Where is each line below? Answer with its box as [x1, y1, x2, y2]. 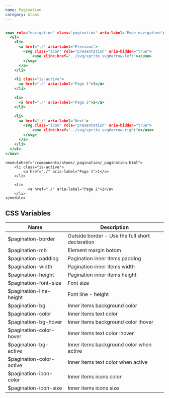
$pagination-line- [8, 288, 51, 295]
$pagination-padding [8, 255, 59, 262]
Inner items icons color [67, 373, 122, 380]
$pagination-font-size [8, 280, 62, 287]
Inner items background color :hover [67, 319, 153, 326]
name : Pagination [5, 7, 42, 13]
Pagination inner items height [67, 271, 137, 278]
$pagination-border [8, 235, 55, 243]
